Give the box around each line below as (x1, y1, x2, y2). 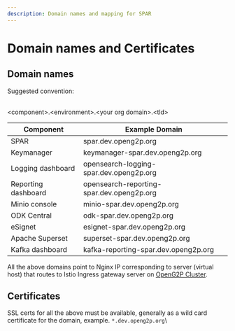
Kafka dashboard (10, 244, 68, 254)
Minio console (10, 199, 57, 209)
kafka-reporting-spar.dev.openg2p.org (83, 244, 215, 254)
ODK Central (10, 211, 52, 220)
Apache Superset (10, 233, 69, 243)
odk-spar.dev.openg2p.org (83, 211, 173, 220)
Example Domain (124, 124, 183, 134)
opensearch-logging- (83, 159, 157, 169)
